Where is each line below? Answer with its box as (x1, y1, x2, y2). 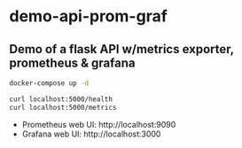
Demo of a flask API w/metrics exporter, (9, 42, 235, 57)
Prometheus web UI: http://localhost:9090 (21, 119, 176, 129)
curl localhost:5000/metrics (9, 103, 117, 112)
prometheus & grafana (9, 55, 136, 70)
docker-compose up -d (9, 79, 90, 88)
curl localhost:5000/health (9, 95, 113, 104)
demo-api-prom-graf (9, 6, 168, 27)
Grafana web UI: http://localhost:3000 (21, 129, 161, 139)
